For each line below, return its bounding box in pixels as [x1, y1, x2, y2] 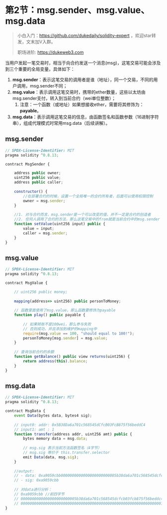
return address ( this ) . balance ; [23, 358, 88, 363]
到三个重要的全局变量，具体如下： [5, 66, 75, 72]
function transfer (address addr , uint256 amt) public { [14, 431, 133, 436]
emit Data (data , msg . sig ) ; [23, 454, 79, 460]
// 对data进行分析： [14, 487, 52, 492]
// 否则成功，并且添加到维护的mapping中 [23, 326, 97, 331]
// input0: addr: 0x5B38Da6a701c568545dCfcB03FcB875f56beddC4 [14, 422, 146, 428]
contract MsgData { [5, 409, 46, 414]
